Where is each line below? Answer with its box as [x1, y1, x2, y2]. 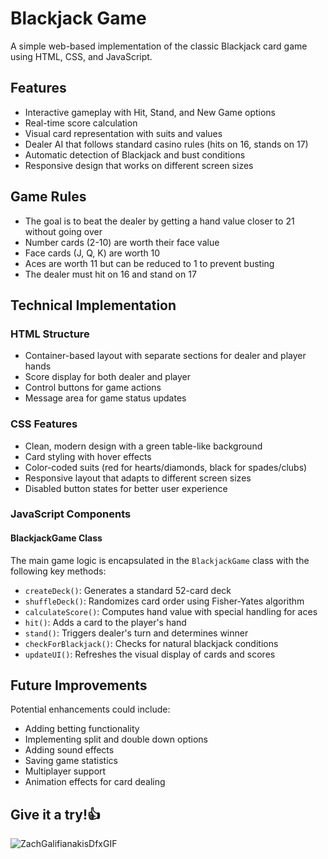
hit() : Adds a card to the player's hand [24, 616, 187, 628]
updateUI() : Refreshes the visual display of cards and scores [24, 648, 276, 660]
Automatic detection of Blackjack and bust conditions [24, 148, 246, 161]
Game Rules [10, 188, 87, 206]
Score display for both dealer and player [24, 371, 192, 383]
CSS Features [10, 417, 78, 431]
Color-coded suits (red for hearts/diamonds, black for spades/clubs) [24, 461, 308, 473]
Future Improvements [10, 677, 148, 694]
